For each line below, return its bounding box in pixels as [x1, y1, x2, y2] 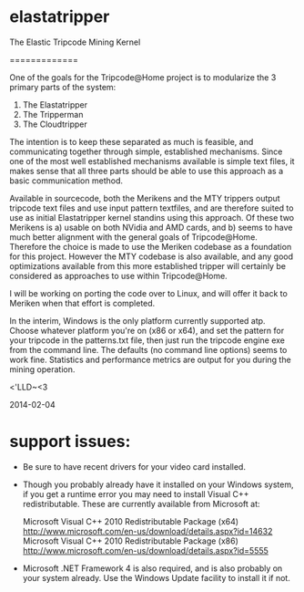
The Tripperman [22, 109, 84, 119]
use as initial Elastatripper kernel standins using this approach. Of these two [9, 212, 294, 223]
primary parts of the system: [9, 81, 117, 92]
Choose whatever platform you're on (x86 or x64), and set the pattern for [9, 325, 285, 336]
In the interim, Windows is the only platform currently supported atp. [9, 315, 266, 326]
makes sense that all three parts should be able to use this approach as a [9, 165, 284, 176]
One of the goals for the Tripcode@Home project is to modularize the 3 [9, 71, 277, 83]
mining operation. [9, 363, 76, 375]
